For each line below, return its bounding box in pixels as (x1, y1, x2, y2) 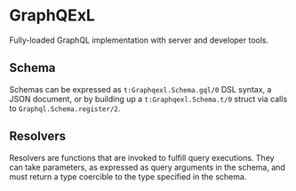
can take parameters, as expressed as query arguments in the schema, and (9, 162, 286, 172)
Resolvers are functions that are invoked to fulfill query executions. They (9, 152, 275, 163)
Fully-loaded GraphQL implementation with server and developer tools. (9, 35, 269, 45)
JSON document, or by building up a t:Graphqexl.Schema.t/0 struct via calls (9, 93, 288, 104)
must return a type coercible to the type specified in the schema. (9, 171, 247, 182)
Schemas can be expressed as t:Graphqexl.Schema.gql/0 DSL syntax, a (9, 84, 272, 94)
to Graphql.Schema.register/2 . (9, 103, 121, 114)
